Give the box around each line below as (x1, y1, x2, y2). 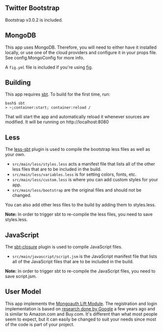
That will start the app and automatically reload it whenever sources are (5, 114, 150, 120)
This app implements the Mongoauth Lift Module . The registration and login (5, 301, 158, 306)
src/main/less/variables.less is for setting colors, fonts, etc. (12, 171, 137, 177)
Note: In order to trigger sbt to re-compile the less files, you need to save (5, 211, 153, 218)
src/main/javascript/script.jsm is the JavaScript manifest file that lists (12, 253, 158, 259)
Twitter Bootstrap (5, 4, 60, 12)
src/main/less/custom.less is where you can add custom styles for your (12, 177, 158, 183)
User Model (5, 287, 42, 296)
